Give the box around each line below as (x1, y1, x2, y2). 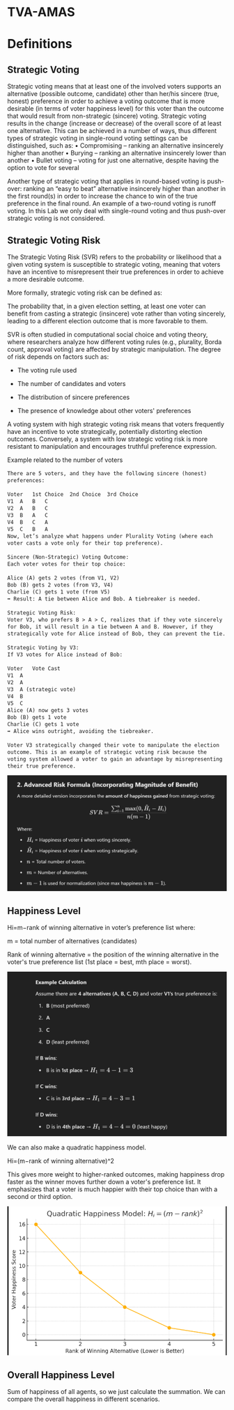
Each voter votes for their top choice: (7, 561, 127, 568)
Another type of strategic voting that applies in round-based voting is (7, 177, 206, 185)
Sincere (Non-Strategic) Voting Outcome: (7, 554, 130, 561)
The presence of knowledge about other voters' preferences (17, 407, 192, 415)
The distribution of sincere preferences (17, 393, 130, 401)
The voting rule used (17, 366, 77, 374)
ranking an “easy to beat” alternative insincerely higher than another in (23, 185, 226, 193)
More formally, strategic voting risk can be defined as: (7, 288, 162, 297)
